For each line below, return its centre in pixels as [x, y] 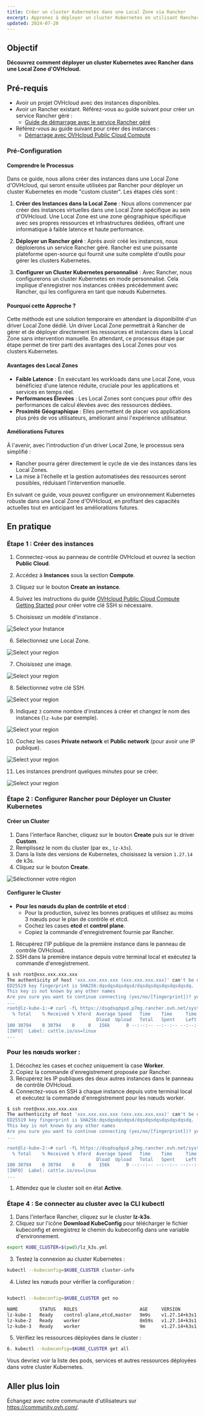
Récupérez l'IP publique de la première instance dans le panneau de [101, 944]
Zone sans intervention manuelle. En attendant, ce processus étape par [96, 339]
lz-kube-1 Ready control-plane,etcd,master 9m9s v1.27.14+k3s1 [102, 1315]
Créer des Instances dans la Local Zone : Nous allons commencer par [104, 204]
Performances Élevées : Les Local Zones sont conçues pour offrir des [104, 398]
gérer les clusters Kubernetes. [53, 261]
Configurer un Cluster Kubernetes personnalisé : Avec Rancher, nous [104, 272]
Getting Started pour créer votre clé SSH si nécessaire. [84, 605]
